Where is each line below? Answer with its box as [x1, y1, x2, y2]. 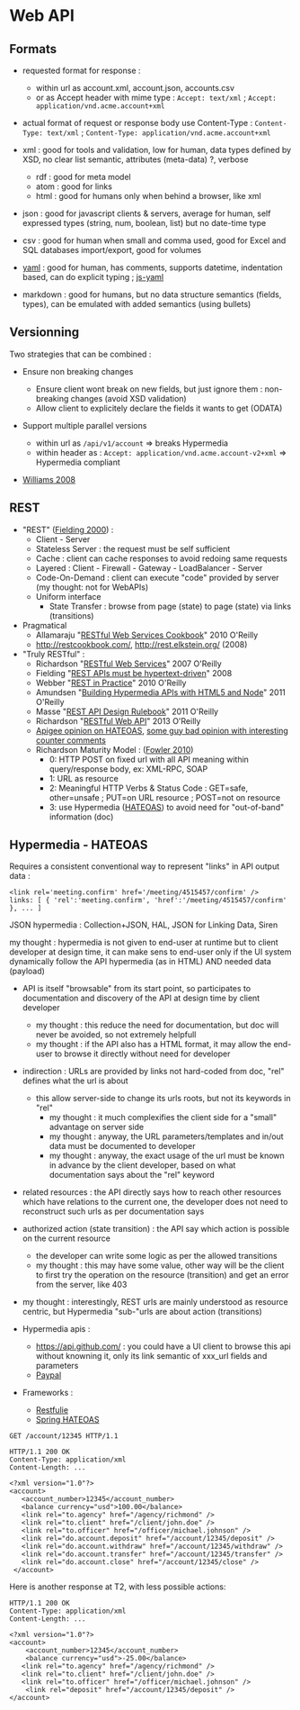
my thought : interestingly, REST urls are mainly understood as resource [22, 1297, 289, 1307]
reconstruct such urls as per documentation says [22, 1206, 205, 1217]
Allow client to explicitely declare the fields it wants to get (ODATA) [35, 403, 283, 413]
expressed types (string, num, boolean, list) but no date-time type [22, 218, 267, 228]
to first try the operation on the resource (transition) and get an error [35, 1270, 289, 1280]
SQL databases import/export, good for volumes [22, 245, 202, 255]
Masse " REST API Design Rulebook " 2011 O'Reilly [35, 706, 218, 717]
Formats [9, 41, 57, 57]
